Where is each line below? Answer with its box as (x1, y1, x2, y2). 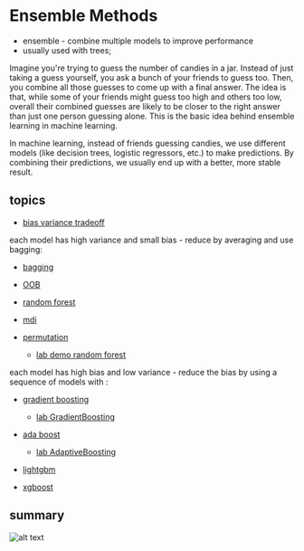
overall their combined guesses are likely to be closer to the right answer (9, 100, 280, 111)
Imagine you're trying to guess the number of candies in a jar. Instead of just (9, 62, 294, 73)
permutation (22, 331, 69, 342)
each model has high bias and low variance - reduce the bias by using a (9, 366, 278, 377)
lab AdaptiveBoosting (35, 446, 116, 457)
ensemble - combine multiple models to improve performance (22, 35, 254, 46)
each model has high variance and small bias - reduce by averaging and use (9, 234, 294, 245)
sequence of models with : (9, 376, 109, 387)
